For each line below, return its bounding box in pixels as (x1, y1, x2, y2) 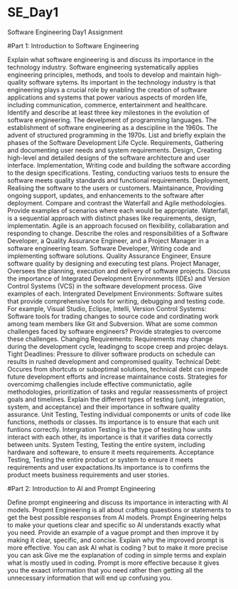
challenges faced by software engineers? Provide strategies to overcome (7, 327, 222, 335)
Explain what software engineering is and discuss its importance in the (7, 55, 215, 64)
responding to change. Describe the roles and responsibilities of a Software (7, 229, 229, 237)
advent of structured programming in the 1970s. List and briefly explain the (7, 131, 226, 139)
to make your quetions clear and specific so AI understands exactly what (7, 520, 221, 529)
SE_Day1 (7, 4, 59, 21)
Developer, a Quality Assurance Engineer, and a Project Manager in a (7, 236, 210, 245)
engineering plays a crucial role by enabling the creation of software (7, 85, 207, 94)
